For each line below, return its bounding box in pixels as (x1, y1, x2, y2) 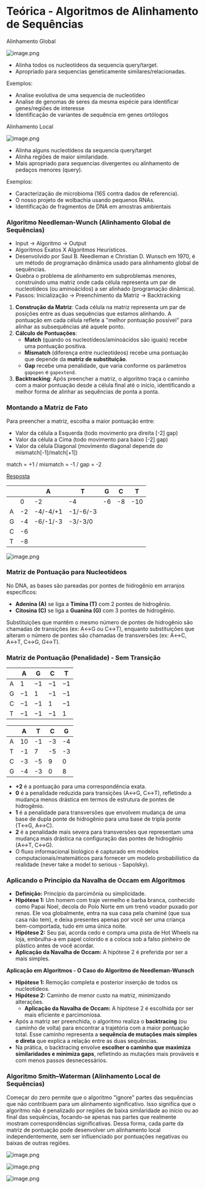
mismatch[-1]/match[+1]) (15, 449, 78, 456)
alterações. (15, 998, 44, 1006)
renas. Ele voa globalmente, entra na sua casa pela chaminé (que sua (15, 910, 191, 917)
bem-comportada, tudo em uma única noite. (15, 922, 127, 930)
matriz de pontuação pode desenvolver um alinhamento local (6, 1126, 161, 1134)
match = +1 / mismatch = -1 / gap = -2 (6, 460, 102, 468)
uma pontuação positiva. (24, 343, 87, 350)
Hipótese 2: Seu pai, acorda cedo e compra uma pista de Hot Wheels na (15, 929, 199, 936)
